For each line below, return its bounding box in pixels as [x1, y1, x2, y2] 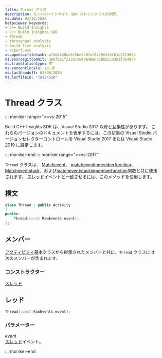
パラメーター [5, 322, 35, 328]
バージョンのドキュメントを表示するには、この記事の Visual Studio [18, 130, 152, 136]
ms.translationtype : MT [5, 61, 54, 66]
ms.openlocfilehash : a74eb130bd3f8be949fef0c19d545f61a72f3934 [5, 52, 136, 57]
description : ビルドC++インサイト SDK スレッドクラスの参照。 [5, 12, 120, 17]
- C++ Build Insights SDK [5, 30, 57, 34]
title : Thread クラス [5, 7, 47, 12]
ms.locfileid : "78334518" [5, 75, 57, 80]
